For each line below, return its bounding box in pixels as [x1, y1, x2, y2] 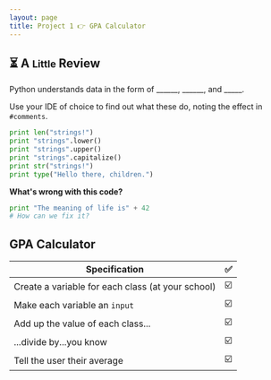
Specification [85, 263, 145, 276]
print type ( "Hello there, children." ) [9, 169, 154, 179]
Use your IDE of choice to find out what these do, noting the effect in [9, 101, 263, 112]
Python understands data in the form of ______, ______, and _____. [9, 84, 245, 95]
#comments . [9, 111, 48, 122]
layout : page [9, 13, 58, 22]
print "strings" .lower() [9, 136, 102, 146]
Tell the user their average [13, 354, 123, 367]
